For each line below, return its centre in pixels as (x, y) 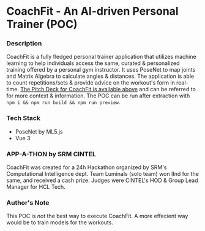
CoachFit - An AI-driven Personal (92, 11)
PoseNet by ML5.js (39, 131)
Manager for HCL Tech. (36, 187)
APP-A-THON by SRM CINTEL (51, 154)
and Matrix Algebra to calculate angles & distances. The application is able (100, 76)
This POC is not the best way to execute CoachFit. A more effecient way (97, 216)
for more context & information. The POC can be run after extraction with (98, 96)
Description (24, 44)
